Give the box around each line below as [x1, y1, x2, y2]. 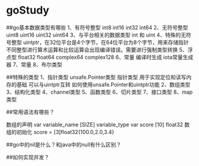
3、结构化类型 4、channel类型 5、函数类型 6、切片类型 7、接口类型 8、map [6, 88, 193, 95]
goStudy [6, 4, 49, 17]
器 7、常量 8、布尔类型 [6, 60, 62, 68]
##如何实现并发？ [6, 154, 49, 161]
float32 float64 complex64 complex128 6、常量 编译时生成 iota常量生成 [17, 53, 194, 60]
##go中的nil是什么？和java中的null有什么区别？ [6, 141, 122, 148]
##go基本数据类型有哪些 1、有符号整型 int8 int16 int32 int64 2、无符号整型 [6, 24, 188, 31]
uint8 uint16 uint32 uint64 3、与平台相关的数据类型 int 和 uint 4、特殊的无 [6, 31, 186, 39]
